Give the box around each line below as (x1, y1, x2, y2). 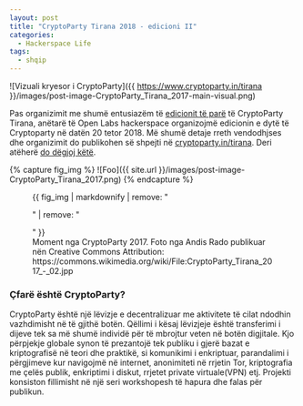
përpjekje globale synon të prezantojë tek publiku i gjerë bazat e (9, 338, 250, 349)
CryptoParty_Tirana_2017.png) (9, 174, 122, 185)
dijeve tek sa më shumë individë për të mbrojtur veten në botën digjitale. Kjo (9, 329, 295, 340)
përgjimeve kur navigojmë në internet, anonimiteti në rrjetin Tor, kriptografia (9, 357, 293, 369)
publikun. (9, 386, 45, 397)
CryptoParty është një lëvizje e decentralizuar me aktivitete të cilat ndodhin (9, 309, 291, 320)
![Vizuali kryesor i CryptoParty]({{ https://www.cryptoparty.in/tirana (9, 81, 262, 91)
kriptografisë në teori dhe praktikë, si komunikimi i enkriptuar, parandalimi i (9, 348, 289, 359)
